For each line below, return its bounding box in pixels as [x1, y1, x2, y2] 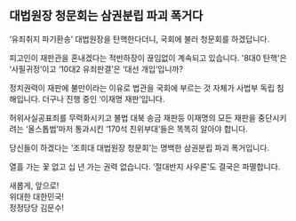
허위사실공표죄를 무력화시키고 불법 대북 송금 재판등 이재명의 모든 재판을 [9, 112, 256, 122]
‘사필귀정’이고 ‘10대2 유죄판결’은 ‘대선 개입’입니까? [9, 63, 184, 74]
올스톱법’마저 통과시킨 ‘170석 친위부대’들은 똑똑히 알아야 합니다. [28, 123, 249, 134]
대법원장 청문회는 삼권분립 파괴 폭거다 [9, 8, 204, 24]
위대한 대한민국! [9, 191, 65, 201]
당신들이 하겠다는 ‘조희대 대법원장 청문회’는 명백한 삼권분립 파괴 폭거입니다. [9, 142, 269, 153]
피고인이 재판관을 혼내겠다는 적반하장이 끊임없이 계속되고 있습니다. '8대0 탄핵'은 [9, 52, 287, 63]
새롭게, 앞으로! [9, 180, 60, 191]
